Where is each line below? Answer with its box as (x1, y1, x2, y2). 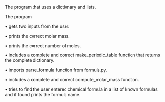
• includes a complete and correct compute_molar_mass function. (5, 77, 139, 82)
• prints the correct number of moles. (5, 43, 81, 49)
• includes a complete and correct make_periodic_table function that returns (5, 52, 160, 58)
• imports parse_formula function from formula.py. (5, 67, 107, 73)
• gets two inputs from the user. (5, 23, 70, 29)
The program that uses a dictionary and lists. (5, 4, 96, 10)
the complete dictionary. (5, 57, 55, 63)
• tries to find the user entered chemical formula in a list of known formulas (5, 86, 158, 92)
